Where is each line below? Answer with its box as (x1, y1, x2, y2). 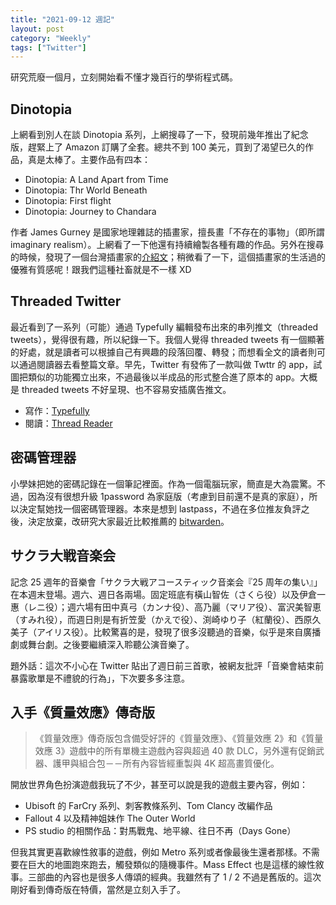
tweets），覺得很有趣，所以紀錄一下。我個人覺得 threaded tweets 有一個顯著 (10, 333, 325, 345)
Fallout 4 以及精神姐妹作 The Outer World (24, 812, 196, 825)
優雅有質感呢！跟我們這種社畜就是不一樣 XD (10, 264, 192, 276)
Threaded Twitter (10, 293, 122, 310)
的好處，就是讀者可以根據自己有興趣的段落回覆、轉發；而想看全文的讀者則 (10, 346, 317, 358)
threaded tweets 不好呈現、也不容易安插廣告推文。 (21, 383, 232, 395)
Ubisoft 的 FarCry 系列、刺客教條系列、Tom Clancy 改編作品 (24, 800, 273, 812)
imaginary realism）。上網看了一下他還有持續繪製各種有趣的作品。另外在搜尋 (10, 239, 325, 251)
